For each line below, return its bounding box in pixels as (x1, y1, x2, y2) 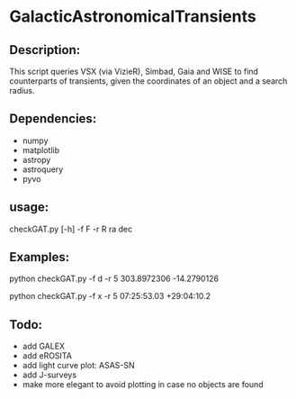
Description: (9, 42, 81, 58)
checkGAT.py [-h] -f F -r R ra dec (9, 223, 133, 234)
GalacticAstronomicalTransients (9, 6, 256, 27)
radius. (9, 86, 35, 95)
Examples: (9, 249, 70, 265)
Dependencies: (9, 111, 97, 127)
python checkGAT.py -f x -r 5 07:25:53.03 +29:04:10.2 (9, 291, 211, 302)
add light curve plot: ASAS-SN (22, 360, 135, 371)
